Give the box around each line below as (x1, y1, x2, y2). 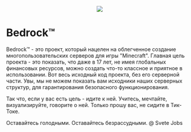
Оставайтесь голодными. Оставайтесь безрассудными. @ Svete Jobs (6, 119, 183, 126)
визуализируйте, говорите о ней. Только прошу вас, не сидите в (6, 101, 170, 108)
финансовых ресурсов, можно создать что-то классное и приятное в (6, 64, 183, 71)
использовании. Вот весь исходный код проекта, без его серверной (6, 71, 180, 78)
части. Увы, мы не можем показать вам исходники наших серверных (6, 77, 183, 84)
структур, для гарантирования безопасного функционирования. (6, 83, 170, 90)
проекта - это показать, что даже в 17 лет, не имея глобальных (6, 58, 166, 65)
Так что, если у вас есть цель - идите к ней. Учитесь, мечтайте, (6, 95, 167, 102)
